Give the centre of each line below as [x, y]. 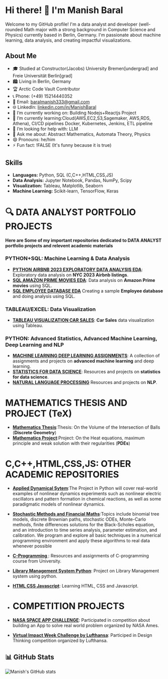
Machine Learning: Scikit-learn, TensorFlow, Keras [65, 191]
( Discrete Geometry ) [34, 433]
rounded [14, 29]
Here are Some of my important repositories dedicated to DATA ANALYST [83, 240]
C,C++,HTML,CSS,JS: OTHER [68, 464]
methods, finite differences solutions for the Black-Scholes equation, [83, 525]
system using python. [35, 576]
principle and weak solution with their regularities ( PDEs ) [71, 443]
